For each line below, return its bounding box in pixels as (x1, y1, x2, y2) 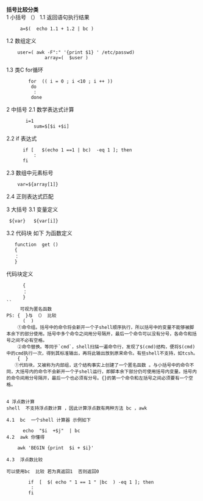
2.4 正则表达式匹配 (6, 193, 54, 200)
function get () (14, 242, 59, 248)
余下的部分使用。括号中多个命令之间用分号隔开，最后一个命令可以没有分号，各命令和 (10, 331, 193, 337)
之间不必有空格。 (10, 337, 48, 344)
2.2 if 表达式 (6, 135, 37, 142)
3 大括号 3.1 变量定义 (6, 206, 59, 213)
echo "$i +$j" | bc (22, 428, 80, 434)
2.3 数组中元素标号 (6, 169, 54, 176)
